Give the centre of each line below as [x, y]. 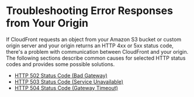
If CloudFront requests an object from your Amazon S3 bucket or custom [94, 39]
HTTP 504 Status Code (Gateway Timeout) [66, 88]
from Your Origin [47, 23]
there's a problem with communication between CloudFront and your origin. [97, 51]
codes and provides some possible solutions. [60, 64]
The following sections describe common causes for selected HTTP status [96, 58]
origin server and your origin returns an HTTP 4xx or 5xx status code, [90, 46]
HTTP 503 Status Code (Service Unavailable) [69, 82]
